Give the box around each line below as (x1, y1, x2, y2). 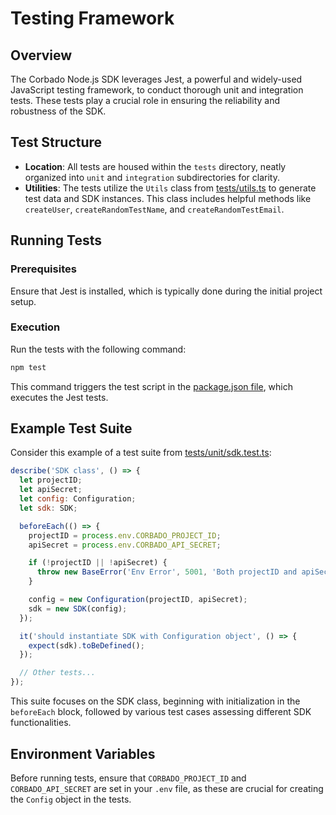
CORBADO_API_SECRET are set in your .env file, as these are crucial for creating (10, 782, 324, 794)
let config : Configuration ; (19, 494, 137, 504)
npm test (10, 362, 47, 372)
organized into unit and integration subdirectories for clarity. (24, 171, 280, 183)
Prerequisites (10, 262, 77, 276)
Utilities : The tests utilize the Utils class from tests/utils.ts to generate (24, 182, 317, 194)
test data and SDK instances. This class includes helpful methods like (24, 192, 312, 204)
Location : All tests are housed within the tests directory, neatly (24, 160, 287, 172)
